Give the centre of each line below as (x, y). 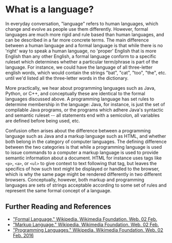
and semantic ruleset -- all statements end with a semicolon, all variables (83, 115)
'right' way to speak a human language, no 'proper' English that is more (81, 51)
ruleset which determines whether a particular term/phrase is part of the (82, 62)
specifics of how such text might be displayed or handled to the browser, (82, 169)
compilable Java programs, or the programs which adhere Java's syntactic (84, 110)
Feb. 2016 (23, 235)
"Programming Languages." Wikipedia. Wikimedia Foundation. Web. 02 (88, 230)
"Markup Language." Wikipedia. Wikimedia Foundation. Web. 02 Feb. (86, 225)
